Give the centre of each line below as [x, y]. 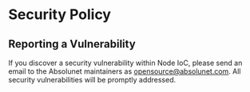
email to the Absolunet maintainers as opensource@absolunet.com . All [125, 71]
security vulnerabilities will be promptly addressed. [92, 80]
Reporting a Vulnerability [72, 44]
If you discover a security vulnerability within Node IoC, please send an [125, 63]
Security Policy [60, 15]
